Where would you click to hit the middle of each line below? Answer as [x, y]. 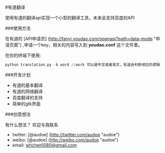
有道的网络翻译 [27, 91]
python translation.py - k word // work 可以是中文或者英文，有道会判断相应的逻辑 [82, 65]
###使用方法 [18, 28]
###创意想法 [18, 114]
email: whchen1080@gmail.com [45, 145]
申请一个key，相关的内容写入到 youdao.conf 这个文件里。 [83, 45]
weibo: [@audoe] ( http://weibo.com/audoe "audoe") [65, 140]
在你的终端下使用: [23, 55]
